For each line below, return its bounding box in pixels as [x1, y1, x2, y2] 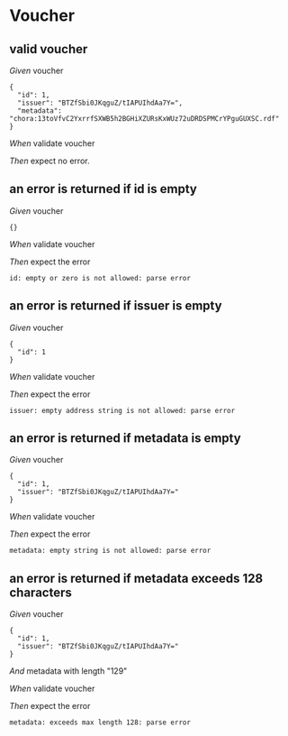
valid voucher [9, 41, 88, 57]
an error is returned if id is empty [9, 181, 198, 197]
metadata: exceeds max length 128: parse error [9, 718, 192, 727]
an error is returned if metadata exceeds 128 [9, 570, 264, 586]
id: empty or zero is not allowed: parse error [9, 273, 192, 282]
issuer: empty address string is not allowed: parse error [9, 406, 236, 415]
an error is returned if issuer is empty [9, 299, 222, 314]
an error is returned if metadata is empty [9, 430, 241, 446]
